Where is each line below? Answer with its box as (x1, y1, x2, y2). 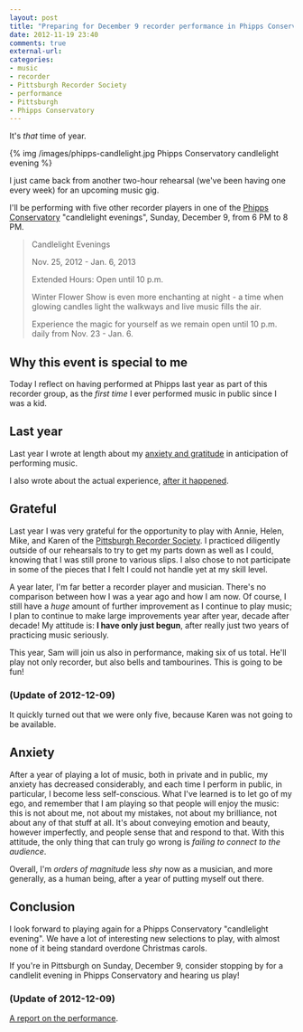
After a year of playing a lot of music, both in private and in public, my (9, 769, 269, 780)
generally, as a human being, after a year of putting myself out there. (9, 873, 264, 884)
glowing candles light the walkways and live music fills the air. (31, 301, 262, 312)
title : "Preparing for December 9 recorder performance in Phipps (9, 22, 264, 31)
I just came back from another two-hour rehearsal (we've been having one (9, 175, 286, 186)
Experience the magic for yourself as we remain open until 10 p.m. (31, 318, 278, 330)
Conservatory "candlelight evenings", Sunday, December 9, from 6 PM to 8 (9, 212, 289, 222)
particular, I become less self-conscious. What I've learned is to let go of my (9, 788, 293, 799)
